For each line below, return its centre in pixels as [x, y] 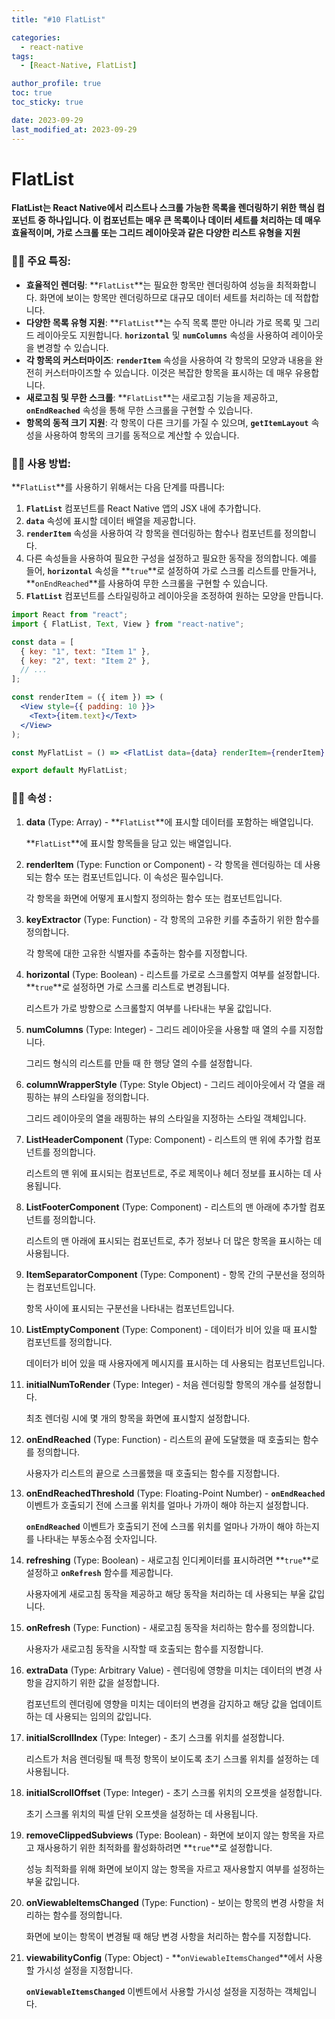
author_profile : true [56, 84]
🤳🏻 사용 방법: [41, 463]
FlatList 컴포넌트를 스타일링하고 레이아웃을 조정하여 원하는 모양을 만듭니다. [174, 596]
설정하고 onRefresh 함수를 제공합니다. [99, 1572]
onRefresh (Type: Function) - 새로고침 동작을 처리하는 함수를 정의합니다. [170, 1627]
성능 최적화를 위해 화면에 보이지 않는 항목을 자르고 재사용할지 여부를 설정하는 [175, 1868]
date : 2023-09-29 [47, 120]
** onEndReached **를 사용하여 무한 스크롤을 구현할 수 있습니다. [147, 583]
